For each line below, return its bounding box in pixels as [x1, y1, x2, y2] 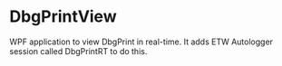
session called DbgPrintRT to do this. [9, 45, 148, 56]
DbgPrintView [9, 6, 117, 27]
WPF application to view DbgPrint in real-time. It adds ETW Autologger [9, 36, 274, 47]
